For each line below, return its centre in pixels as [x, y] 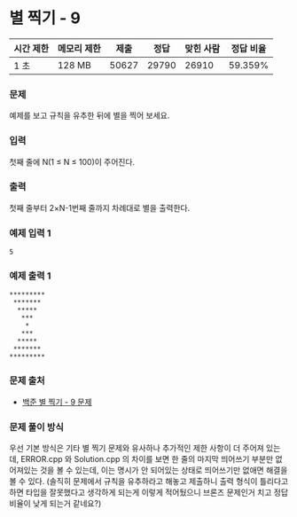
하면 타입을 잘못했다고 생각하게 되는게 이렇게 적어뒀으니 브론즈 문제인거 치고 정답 [149, 492]
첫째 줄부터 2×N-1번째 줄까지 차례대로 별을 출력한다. [100, 208]
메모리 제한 [79, 48]
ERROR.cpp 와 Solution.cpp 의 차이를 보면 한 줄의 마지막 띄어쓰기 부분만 [147, 459]
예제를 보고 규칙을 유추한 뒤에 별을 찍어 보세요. [90, 115]
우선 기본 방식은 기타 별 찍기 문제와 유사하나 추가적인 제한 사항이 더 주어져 [137, 448]
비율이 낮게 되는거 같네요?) [55, 504]
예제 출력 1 [30, 276]
